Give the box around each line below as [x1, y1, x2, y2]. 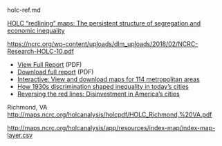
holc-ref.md [7, 6, 41, 14]
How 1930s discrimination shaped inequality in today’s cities [17, 83, 189, 90]
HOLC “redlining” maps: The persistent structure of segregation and [7, 19, 201, 27]
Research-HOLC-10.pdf [7, 48, 75, 55]
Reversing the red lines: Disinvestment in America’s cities [17, 90, 180, 98]
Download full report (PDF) [17, 68, 94, 76]
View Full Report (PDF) [17, 61, 82, 68]
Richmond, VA [7, 103, 48, 111]
